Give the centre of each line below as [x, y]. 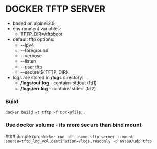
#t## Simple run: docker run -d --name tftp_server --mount [69, 136]
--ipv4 [27, 45]
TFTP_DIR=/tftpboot [41, 34]
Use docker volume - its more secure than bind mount [73, 125]
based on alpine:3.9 [33, 23]
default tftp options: [33, 39]
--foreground [34, 50]
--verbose [31, 56]
